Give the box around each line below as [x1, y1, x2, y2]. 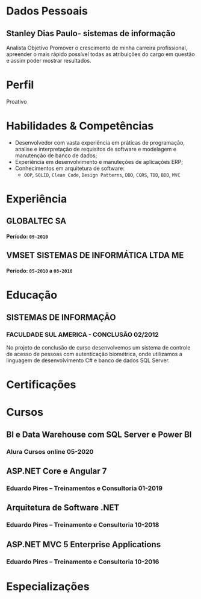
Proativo [6, 98, 27, 105]
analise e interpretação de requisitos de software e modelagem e [14, 145, 176, 152]
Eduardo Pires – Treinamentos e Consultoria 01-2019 [6, 484, 163, 492]
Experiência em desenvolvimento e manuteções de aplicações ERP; [14, 158, 184, 165]
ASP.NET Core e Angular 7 [6, 466, 107, 476]
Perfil [6, 78, 34, 92]
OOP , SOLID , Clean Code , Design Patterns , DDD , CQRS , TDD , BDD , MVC [23, 171, 181, 178]
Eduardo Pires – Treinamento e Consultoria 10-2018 [6, 521, 159, 529]
